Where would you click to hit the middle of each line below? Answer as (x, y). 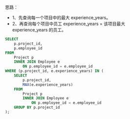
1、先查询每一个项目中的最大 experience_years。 (61, 18)
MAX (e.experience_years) (48, 85)
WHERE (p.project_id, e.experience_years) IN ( (54, 71)
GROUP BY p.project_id (37, 107)
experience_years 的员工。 (39, 30)
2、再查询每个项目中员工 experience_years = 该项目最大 (69, 24)
